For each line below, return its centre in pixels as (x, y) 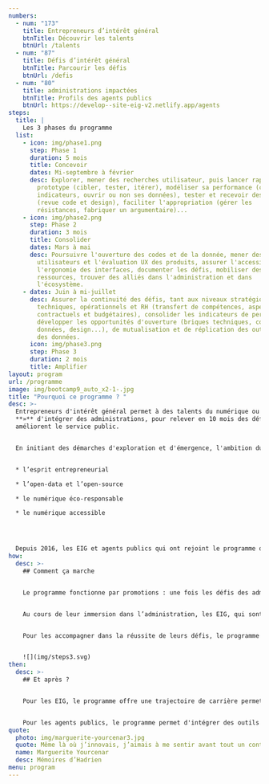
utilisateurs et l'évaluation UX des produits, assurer (132, 262)
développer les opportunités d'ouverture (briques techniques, (145, 322)
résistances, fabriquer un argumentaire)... (112, 210)
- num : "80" (36, 83)
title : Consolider (60, 240)
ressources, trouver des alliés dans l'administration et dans (145, 277)
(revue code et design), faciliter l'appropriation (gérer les (145, 202)
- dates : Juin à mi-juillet (69, 292)
